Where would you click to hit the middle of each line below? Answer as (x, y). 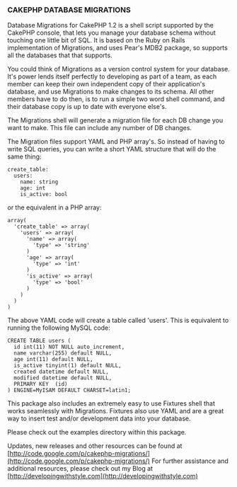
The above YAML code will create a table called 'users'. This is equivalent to (118, 321)
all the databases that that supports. (60, 55)
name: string (39, 182)
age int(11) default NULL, (53, 360)
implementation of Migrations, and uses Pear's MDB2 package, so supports (117, 48)
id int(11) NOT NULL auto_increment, (69, 347)
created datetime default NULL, (62, 372)
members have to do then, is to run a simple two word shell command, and (116, 99)
